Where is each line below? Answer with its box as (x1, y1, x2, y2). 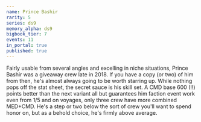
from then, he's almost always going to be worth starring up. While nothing (6, 77, 193, 84)
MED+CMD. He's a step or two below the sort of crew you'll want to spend (6, 103, 192, 110)
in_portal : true (6, 43, 47, 49)
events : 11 (6, 37, 34, 43)
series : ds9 (6, 20, 36, 26)
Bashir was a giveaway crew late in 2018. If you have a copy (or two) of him (6, 70, 194, 78)
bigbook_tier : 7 (6, 31, 47, 37)
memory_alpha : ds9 (6, 25, 53, 32)
